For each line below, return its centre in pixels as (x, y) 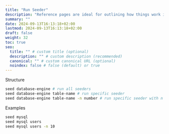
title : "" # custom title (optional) (49, 51)
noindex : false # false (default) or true (55, 65)
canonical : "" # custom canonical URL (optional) (63, 61)
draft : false (19, 33)
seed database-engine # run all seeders (48, 89)
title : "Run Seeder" (27, 10)
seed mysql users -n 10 (30, 126)
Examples (15, 107)
